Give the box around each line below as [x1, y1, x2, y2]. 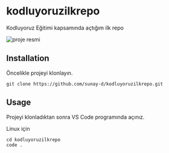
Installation [6, 53, 49, 64]
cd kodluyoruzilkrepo [6, 137, 61, 143]
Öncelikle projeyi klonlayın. [6, 69, 73, 76]
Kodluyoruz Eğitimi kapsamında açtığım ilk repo [6, 24, 124, 31]
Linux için [6, 125, 30, 132]
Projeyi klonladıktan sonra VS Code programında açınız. [6, 113, 145, 120]
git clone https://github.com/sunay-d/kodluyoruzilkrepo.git [6, 81, 164, 87]
